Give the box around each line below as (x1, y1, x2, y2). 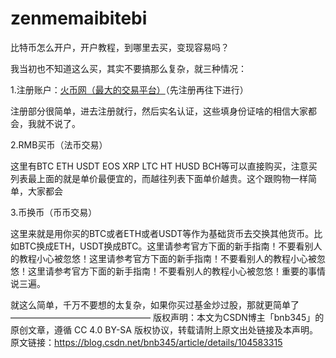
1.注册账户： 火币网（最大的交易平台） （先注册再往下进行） (10, 83, 249, 96)
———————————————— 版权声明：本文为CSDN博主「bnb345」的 (10, 311, 325, 323)
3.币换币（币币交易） (10, 206, 98, 218)
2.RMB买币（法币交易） (10, 138, 108, 151)
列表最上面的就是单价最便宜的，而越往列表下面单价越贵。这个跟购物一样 (10, 172, 308, 184)
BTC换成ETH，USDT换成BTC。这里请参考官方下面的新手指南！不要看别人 (18, 240, 323, 252)
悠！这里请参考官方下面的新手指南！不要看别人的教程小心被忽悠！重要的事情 (10, 265, 326, 277)
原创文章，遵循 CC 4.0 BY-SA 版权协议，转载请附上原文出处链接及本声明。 (10, 323, 318, 336)
